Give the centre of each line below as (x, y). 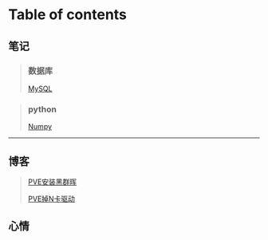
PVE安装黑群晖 (52, 182)
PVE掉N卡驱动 (51, 199)
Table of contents (68, 15)
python (42, 109)
